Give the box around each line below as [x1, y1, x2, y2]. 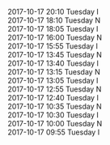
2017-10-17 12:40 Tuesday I [7, 93, 99, 102]
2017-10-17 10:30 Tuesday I [7, 110, 99, 120]
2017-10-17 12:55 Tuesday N [7, 84, 102, 94]
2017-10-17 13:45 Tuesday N [7, 50, 103, 59]
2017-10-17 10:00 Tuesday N [7, 119, 103, 128]
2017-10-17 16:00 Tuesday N [7, 32, 103, 42]
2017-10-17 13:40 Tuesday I [7, 58, 99, 68]
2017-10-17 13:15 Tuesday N [7, 67, 100, 76]
